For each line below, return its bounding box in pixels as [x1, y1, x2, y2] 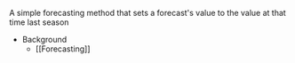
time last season [9, 17, 69, 28]
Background [21, 35, 68, 44]
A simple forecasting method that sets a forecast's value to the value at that [9, 8, 286, 18]
